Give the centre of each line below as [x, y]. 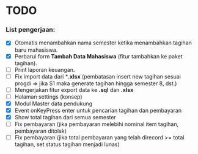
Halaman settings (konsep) [49, 96]
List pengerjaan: [31, 30]
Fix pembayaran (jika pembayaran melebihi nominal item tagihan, [96, 124]
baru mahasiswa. [36, 50]
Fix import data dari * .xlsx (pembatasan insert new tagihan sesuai [97, 76]
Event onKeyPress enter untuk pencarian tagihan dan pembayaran [98, 110]
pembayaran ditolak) [41, 131]
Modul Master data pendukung [53, 103]
